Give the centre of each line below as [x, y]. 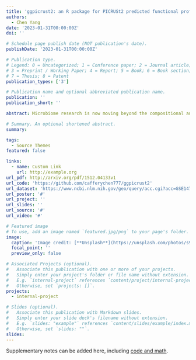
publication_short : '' [34, 103]
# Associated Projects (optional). [49, 264]
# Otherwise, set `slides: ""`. [48, 329]
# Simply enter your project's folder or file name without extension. [98, 275]
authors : [17, 17]
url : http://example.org [47, 172]
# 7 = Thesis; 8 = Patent [37, 76]
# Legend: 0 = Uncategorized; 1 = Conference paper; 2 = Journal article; [99, 65]
